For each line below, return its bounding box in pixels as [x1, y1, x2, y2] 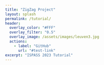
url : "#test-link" [18, 48, 56, 53]
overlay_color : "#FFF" [9, 25, 56, 30]
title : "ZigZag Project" [5, 7, 56, 12]
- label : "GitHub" [14, 43, 51, 48]
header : [5, 21, 21, 26]
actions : [9, 39, 27, 44]
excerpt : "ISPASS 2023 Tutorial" [5, 52, 73, 58]
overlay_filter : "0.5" [9, 30, 56, 35]
